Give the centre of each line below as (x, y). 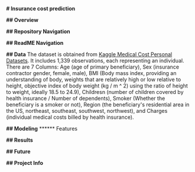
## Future (18, 151)
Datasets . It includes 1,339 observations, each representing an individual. (95, 61)
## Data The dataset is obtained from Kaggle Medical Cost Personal (89, 54)
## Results (20, 140)
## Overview (22, 20)
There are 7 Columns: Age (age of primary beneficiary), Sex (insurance (92, 67)
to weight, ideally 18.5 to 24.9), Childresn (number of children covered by (95, 92)
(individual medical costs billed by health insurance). (70, 117)
